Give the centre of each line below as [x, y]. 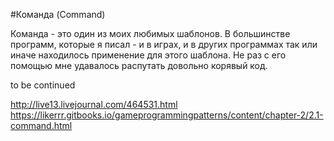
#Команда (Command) [58, 14]
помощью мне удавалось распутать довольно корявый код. [139, 65]
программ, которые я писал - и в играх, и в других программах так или [164, 44]
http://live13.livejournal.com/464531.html [94, 104]
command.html [41, 125]
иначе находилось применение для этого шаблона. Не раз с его [148, 55]
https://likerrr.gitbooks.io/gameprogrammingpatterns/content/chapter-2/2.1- [167, 115]
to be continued [43, 85]
